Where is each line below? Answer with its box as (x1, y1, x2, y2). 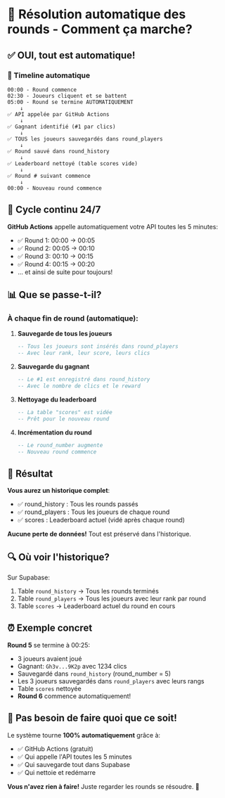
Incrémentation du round (17, 428, 93, 437)
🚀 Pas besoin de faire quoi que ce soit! (7, 712, 177, 724)
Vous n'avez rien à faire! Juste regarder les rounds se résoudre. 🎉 (7, 782, 200, 790)
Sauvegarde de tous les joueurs (17, 330, 112, 338)
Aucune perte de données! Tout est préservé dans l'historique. (7, 530, 191, 539)
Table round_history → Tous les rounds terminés (17, 587, 160, 595)
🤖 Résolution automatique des (7, 6, 186, 22)
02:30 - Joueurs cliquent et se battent (7, 92, 128, 99)
